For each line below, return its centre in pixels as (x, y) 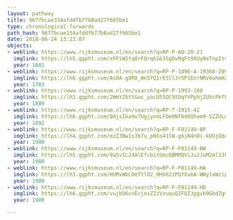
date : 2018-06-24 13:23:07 (46, 39)
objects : (20, 46)
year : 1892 (29, 123)
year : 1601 (29, 65)
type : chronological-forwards (51, 26)
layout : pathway (31, 13)
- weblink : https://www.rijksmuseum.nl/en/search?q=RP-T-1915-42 (103, 110)
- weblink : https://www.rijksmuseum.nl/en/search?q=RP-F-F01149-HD (107, 187)
